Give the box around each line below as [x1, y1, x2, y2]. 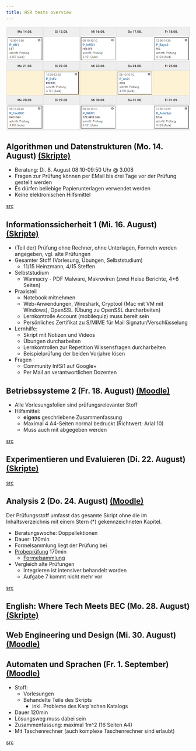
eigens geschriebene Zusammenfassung [23, 414, 123, 421]
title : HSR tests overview [6, 9, 72, 15]
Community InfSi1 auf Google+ [23, 363, 97, 370]
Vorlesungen [23, 690, 54, 697]
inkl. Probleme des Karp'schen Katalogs [32, 703, 128, 710]
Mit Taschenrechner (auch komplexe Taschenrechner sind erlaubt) [14, 728, 175, 735]
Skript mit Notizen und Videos [23, 332, 95, 339]
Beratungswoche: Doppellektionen [14, 529, 98, 536]
